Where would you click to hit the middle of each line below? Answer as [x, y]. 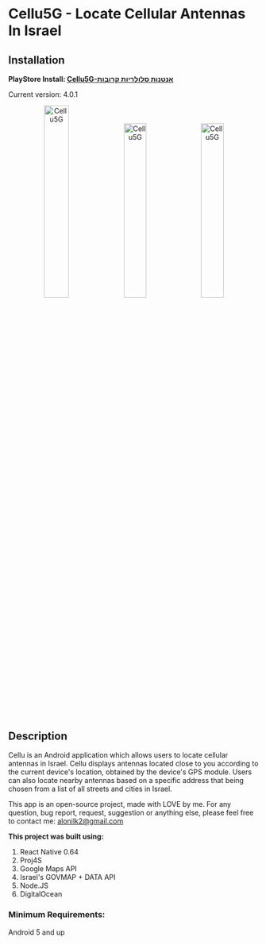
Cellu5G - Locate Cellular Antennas [127, 14]
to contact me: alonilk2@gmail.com [66, 821]
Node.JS [34, 885]
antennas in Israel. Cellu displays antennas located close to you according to [133, 764]
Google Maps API [48, 869]
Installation [37, 60]
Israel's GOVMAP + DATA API [67, 877]
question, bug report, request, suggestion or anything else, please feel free [131, 813]
